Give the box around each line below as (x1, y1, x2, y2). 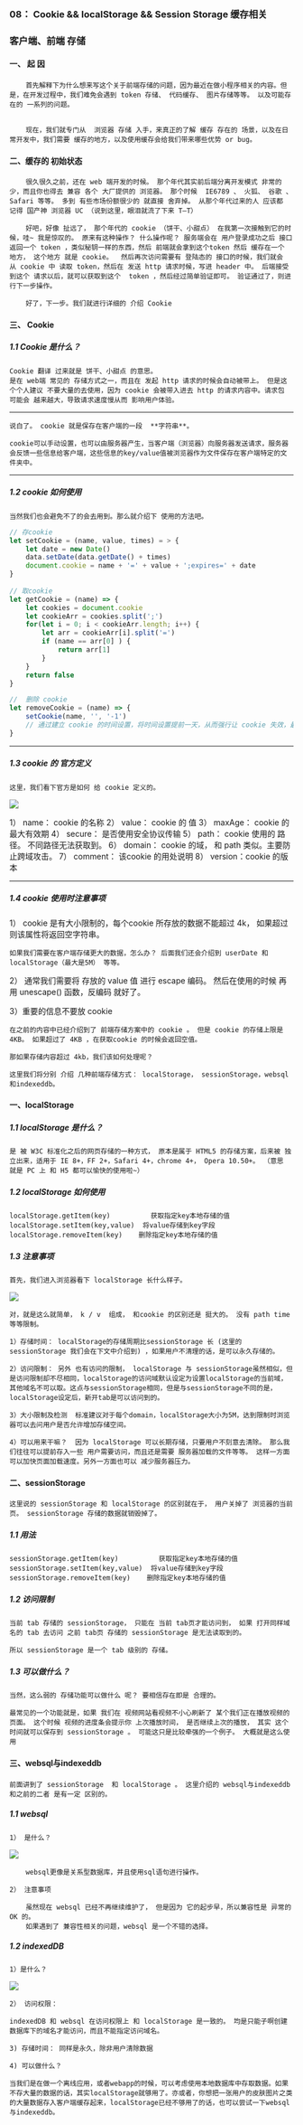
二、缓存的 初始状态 (9, 155, 83, 166)
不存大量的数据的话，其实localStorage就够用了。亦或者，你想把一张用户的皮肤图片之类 (9, 2089, 293, 2098)
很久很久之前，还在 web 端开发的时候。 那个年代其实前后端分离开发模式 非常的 (25, 178, 282, 187)
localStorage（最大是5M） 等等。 (9, 958, 124, 967)
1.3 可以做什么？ (9, 1666, 70, 1677)
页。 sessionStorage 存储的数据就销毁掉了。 (9, 1509, 162, 1519)
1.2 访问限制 (9, 1594, 54, 1604)
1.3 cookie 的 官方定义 (9, 757, 92, 769)
